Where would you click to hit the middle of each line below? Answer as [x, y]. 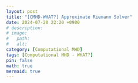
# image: [17, 33]
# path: [18, 39]
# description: [25, 28]
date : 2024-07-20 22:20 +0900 [43, 22]
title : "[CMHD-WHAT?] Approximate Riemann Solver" [69, 17]
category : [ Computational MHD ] [44, 50]
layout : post [22, 11]
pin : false [19, 60]
